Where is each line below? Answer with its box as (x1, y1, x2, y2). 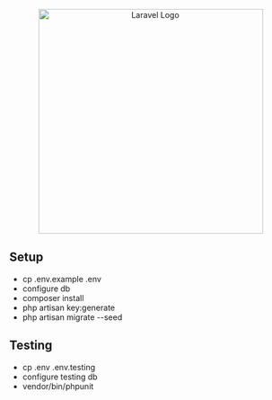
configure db (22, 283, 71, 294)
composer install (22, 292, 84, 303)
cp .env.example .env (22, 273, 101, 284)
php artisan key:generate (22, 302, 116, 313)
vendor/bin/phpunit (22, 380, 94, 391)
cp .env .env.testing (22, 361, 96, 372)
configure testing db (22, 371, 98, 382)
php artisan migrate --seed (22, 311, 123, 323)
